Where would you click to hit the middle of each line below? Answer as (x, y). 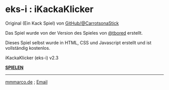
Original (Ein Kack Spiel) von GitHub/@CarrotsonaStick (62, 23)
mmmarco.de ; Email (26, 82)
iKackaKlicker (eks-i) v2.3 (32, 58)
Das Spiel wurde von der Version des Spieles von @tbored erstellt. (74, 33)
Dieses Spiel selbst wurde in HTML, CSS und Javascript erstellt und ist (78, 42)
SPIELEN (14, 67)
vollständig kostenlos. (28, 48)
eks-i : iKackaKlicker (50, 9)
